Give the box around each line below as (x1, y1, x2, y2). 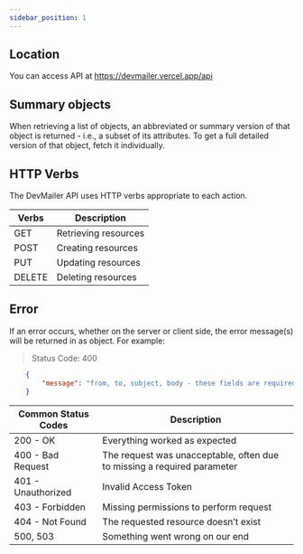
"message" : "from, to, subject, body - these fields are (41, 379, 260, 388)
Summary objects (9, 97, 111, 112)
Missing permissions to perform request (102, 501, 272, 513)
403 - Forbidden (14, 501, 86, 513)
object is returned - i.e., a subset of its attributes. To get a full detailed (9, 130, 269, 141)
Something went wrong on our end (102, 530, 250, 542)
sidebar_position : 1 (9, 13, 87, 23)
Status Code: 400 (31, 352, 97, 363)
